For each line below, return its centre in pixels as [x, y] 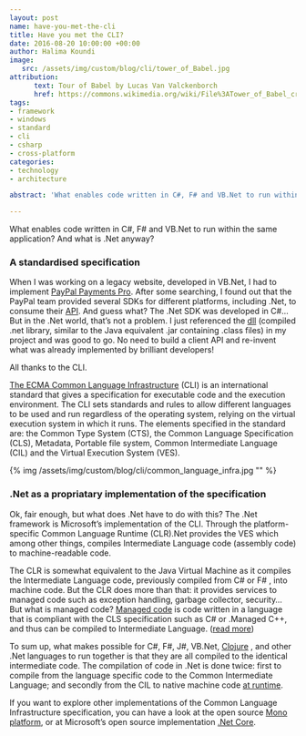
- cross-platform [42, 153]
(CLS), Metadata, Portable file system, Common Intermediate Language [143, 444]
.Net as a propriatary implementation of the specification [138, 495]
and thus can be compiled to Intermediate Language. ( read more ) [132, 629]
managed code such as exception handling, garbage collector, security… [146, 599]
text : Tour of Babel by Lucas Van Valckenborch [126, 86]
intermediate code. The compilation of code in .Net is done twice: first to [146, 665]
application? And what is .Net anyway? [82, 239]
